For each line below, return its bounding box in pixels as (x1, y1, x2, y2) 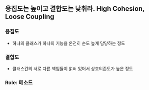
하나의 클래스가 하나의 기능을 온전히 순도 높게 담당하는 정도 (12, 40, 125, 46)
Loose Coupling (5, 13, 55, 21)
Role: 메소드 (5, 79, 33, 86)
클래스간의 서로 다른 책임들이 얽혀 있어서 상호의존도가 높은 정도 (12, 66, 133, 71)
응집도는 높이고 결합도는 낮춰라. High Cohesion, (5, 4, 145, 13)
